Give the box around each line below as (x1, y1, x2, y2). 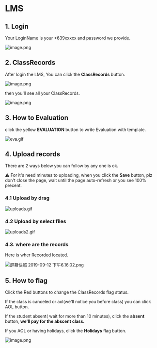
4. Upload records (5, 150, 61, 158)
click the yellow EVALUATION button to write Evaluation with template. (5, 127, 146, 133)
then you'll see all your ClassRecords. (5, 90, 80, 96)
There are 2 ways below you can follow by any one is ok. (5, 163, 119, 169)
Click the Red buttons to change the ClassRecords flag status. (5, 289, 129, 295)
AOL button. (5, 304, 29, 310)
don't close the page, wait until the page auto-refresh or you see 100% (5, 178, 146, 183)
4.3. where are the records (5, 241, 69, 248)
